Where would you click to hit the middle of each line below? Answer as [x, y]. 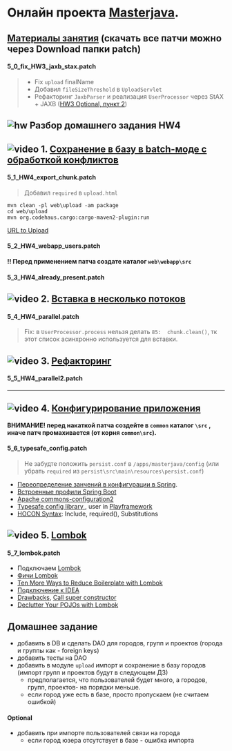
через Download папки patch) [74, 49]
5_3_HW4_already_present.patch [56, 277]
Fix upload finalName [64, 81]
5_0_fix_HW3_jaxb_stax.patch [52, 66]
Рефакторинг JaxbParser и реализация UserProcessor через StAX [129, 96]
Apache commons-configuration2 [65, 499]
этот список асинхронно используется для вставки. [101, 339]
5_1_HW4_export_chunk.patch [52, 177]
